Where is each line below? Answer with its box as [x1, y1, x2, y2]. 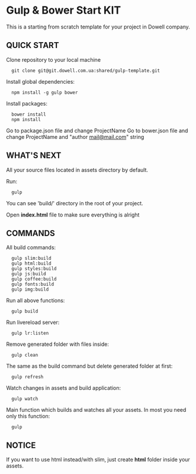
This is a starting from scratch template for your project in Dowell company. [6, 23, 191, 30]
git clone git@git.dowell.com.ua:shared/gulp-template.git [11, 68, 160, 74]
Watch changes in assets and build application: [6, 384, 121, 392]
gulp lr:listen [11, 330, 49, 336]
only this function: [6, 413, 50, 420]
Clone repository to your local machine [6, 56, 101, 63]
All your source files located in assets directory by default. [6, 166, 149, 173]
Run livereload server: [6, 319, 60, 326]
